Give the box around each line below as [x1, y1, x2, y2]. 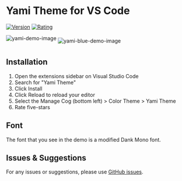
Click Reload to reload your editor [14, 91, 95, 98]
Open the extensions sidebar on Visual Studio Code [14, 72, 139, 79]
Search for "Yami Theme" [14, 79, 76, 86]
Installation [6, 57, 48, 67]
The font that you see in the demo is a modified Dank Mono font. [6, 136, 162, 143]
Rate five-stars [14, 103, 51, 110]
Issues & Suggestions [6, 153, 86, 163]
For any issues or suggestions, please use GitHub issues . [6, 168, 144, 176]
